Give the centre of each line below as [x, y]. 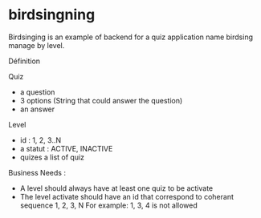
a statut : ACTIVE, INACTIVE [66, 148]
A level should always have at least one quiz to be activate [116, 188]
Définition [24, 61]
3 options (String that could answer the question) [101, 100]
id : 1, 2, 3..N [41, 140]
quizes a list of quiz [52, 157]
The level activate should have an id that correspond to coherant [127, 196]
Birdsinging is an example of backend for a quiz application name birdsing [130, 37]
